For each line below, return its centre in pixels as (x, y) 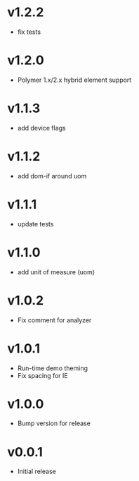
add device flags (41, 128)
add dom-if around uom (52, 176)
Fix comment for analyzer (54, 320)
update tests (35, 224)
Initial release (37, 471)
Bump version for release (54, 423)
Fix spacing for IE (42, 375)
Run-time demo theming (52, 368)
